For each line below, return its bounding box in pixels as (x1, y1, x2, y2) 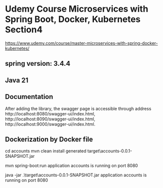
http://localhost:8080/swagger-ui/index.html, (5, 111, 96, 116)
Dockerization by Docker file (5, 135, 93, 143)
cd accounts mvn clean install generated (5, 148, 87, 154)
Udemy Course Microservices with (5, 3, 148, 15)
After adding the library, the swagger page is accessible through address (5, 106, 152, 112)
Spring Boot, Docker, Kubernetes (5, 14, 141, 25)
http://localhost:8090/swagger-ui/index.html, (5, 116, 96, 122)
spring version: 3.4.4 (5, 59, 71, 68)
